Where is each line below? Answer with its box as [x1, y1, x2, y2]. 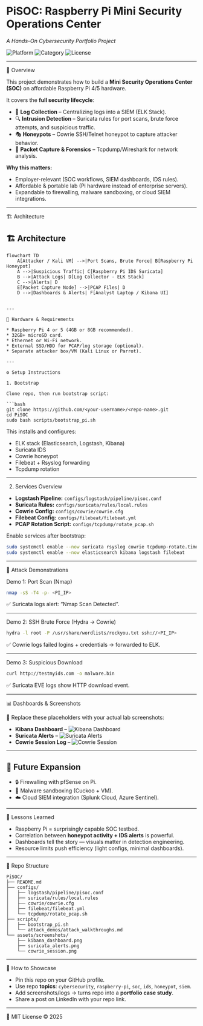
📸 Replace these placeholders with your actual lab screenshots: [6, 714, 164, 721]
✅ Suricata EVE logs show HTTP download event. [6, 681, 130, 689]
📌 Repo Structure [6, 862, 50, 869]
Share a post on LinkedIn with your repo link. [14, 995, 126, 1002]
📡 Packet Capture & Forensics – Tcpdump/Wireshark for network [14, 146, 178, 153]
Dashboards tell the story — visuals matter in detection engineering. [14, 838, 185, 845]
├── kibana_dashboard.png [17, 937, 83, 943]
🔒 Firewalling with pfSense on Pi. [14, 778, 97, 785]
